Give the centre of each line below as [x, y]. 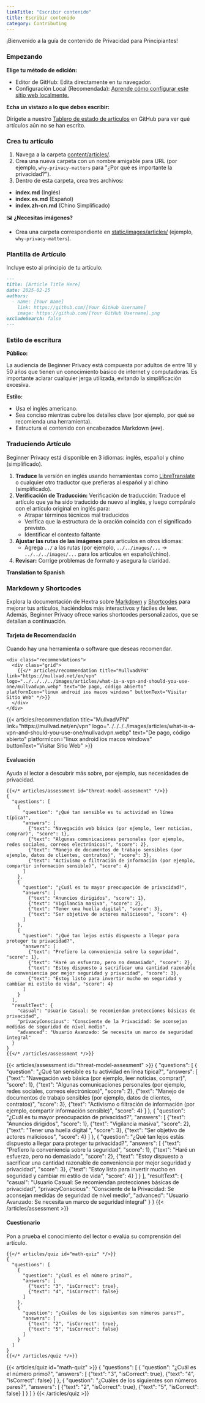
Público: [17, 354]
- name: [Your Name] [38, 302]
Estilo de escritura [34, 340]
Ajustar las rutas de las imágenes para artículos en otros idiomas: [99, 541]
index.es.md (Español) [44, 199]
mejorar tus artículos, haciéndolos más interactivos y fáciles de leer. [92, 608]
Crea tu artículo [30, 141]
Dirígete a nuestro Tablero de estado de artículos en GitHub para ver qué [98, 119]
